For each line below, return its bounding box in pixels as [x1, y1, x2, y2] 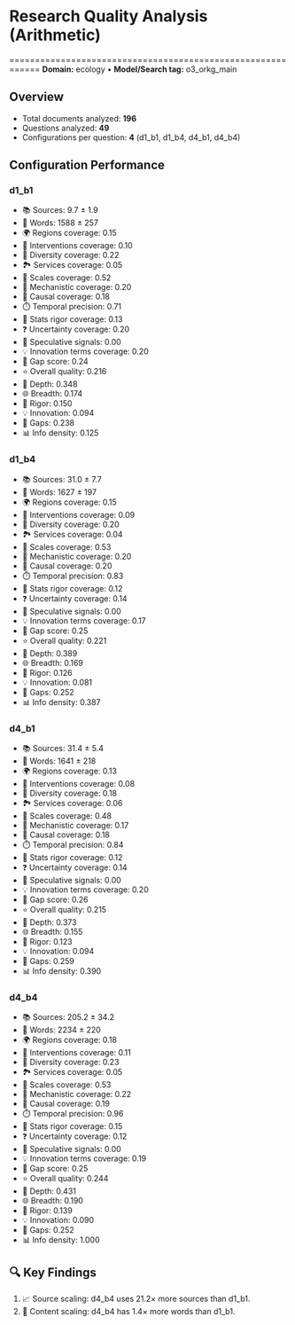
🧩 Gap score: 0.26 [21, 894, 89, 906]
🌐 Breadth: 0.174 [21, 388, 83, 399]
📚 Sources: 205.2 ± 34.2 [21, 1012, 115, 1023]
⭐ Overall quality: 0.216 [21, 366, 107, 377]
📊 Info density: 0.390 [21, 966, 102, 976]
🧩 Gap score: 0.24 [21, 357, 89, 367]
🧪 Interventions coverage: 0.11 [21, 1047, 131, 1058]
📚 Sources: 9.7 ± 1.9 [21, 205, 99, 216]
